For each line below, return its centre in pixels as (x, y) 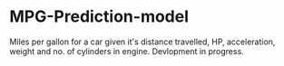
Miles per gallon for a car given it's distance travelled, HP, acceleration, (142, 42)
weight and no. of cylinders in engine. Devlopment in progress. (127, 51)
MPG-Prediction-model (99, 17)
